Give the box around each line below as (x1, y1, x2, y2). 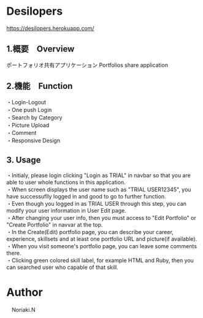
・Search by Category (6, 113, 63, 121)
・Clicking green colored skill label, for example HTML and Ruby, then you (6, 257, 194, 264)
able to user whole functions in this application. (6, 179, 126, 186)
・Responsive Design (6, 137, 60, 144)
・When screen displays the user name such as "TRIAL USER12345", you (6, 186, 191, 194)
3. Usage (6, 154, 41, 165)
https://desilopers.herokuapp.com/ (6, 25, 94, 32)
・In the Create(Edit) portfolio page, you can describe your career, (6, 229, 174, 236)
